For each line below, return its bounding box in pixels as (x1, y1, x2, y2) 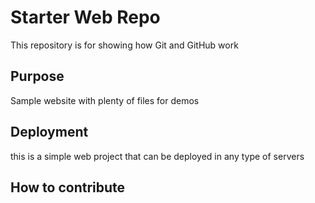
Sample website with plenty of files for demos (10, 94, 200, 106)
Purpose (10, 68, 65, 85)
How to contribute (10, 179, 126, 196)
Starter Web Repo (10, 6, 161, 29)
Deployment (10, 124, 89, 141)
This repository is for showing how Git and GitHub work (10, 39, 239, 51)
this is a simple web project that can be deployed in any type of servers (10, 150, 305, 162)
